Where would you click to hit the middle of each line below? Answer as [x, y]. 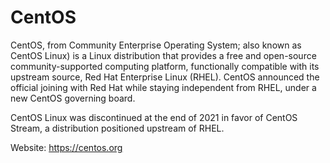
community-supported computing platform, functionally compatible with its [165, 66]
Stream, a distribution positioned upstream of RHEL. [117, 128]
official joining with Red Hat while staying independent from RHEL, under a [163, 87]
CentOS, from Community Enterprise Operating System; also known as [156, 45]
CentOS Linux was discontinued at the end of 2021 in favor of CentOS [154, 117]
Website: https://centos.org [66, 147]
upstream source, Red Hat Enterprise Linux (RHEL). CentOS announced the [165, 77]
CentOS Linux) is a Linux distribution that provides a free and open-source [163, 55]
